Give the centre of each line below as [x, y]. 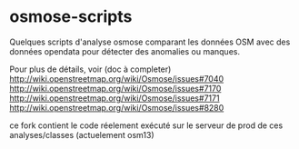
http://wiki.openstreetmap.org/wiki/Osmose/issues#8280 [117, 107]
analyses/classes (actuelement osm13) [82, 134]
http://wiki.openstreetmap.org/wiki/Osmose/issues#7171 [115, 98]
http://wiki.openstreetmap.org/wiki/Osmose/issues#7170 [115, 88]
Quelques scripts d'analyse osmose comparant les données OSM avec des [150, 42]
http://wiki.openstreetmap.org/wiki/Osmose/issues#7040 [117, 78]
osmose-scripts [71, 17]
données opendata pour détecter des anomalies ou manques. [125, 51]
